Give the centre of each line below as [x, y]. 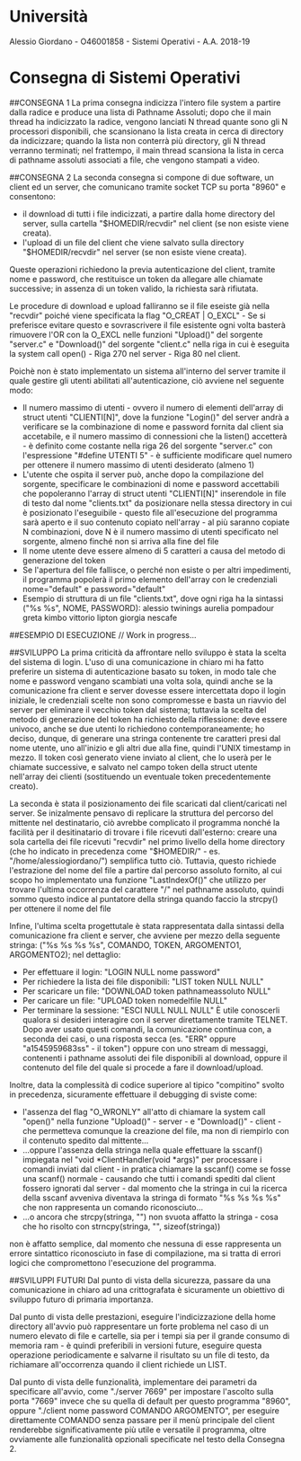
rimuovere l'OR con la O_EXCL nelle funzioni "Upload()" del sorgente [136, 334]
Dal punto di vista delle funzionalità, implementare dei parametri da [133, 1382]
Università [49, 17]
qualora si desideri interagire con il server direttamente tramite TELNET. [155, 1019]
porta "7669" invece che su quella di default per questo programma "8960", [150, 1401]
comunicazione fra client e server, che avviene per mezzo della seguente [145, 935]
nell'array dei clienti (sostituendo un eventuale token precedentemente [140, 776]
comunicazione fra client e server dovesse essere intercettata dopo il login [147, 690]
